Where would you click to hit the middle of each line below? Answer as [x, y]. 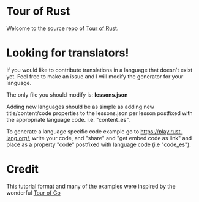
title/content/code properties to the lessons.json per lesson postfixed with [99, 113]
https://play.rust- [162, 131]
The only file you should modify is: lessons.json [67, 95]
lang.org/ [18, 138]
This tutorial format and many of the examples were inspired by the [91, 186]
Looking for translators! [68, 53]
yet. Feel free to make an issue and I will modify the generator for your [95, 76]
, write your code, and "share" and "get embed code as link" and [110, 138]
